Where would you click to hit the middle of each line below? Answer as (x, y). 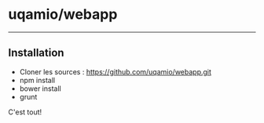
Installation (36, 53)
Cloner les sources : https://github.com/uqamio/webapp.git (115, 71)
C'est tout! (25, 112)
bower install (40, 89)
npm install (37, 80)
